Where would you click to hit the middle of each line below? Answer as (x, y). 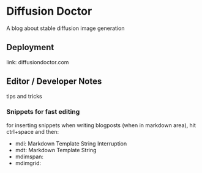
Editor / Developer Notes (54, 82)
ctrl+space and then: (33, 131)
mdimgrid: (28, 163)
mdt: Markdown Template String (56, 150)
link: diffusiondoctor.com (38, 62)
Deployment (30, 47)
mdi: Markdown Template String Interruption (71, 143)
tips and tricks (24, 96)
